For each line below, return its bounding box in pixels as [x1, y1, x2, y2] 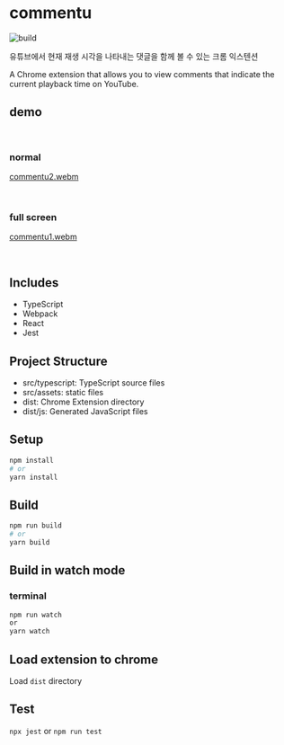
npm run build [9, 521, 63, 530]
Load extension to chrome [9, 652, 159, 667]
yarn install [9, 473, 58, 482]
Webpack [22, 308, 58, 319]
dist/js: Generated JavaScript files [22, 405, 148, 416]
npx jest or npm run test [9, 725, 102, 736]
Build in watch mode [9, 563, 126, 578]
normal [9, 151, 41, 164]
